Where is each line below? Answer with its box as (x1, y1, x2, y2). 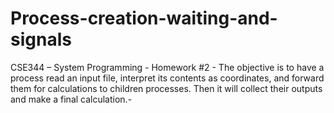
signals (10, 28, 72, 51)
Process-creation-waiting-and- (10, 7, 278, 30)
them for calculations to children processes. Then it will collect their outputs (10, 82, 323, 94)
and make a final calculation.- (10, 93, 133, 105)
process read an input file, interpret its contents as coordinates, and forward (10, 72, 325, 84)
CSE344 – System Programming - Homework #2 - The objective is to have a (10, 61, 325, 73)
